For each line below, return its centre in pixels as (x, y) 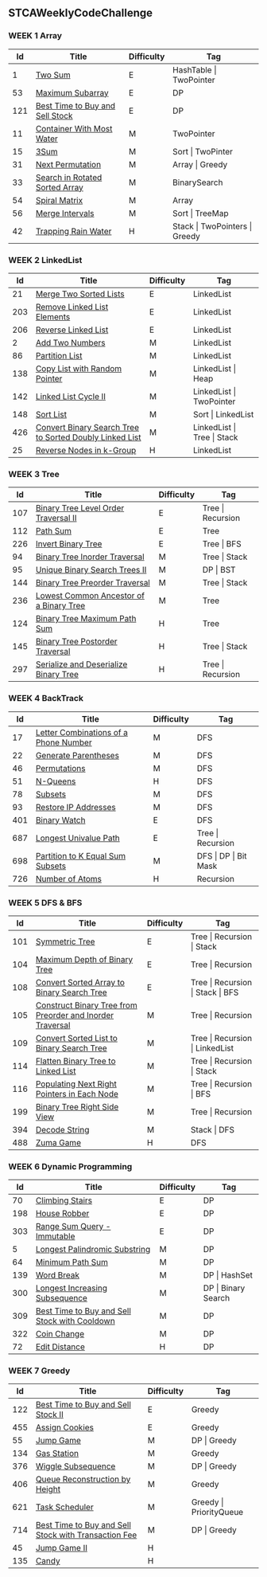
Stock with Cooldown (75, 1321)
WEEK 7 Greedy (39, 1371)
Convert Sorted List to (76, 1038)
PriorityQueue (217, 1512)
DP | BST (219, 570)
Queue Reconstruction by (83, 1479)
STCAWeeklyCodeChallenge (81, 13)
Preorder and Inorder (75, 1015)
